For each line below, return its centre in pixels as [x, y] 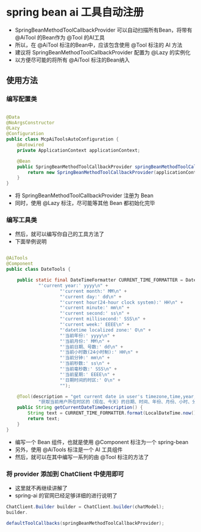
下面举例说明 [31, 241]
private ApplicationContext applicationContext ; [79, 150]
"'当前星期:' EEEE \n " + [87, 374]
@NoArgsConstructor [31, 123]
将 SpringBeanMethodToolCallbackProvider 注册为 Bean [84, 195]
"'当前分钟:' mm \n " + [85, 358]
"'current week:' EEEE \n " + [95, 325]
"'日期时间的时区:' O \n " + [90, 380]
